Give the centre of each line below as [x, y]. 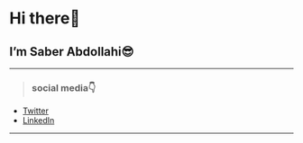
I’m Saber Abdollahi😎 [72, 52]
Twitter [36, 111]
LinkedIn [38, 121]
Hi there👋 [45, 18]
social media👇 [64, 87]
